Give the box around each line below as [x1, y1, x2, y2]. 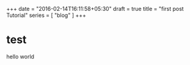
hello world [6, 53, 35, 60]
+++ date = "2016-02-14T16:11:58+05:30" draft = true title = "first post [6, 5, 185, 12]
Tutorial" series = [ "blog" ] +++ [6, 12, 87, 19]
